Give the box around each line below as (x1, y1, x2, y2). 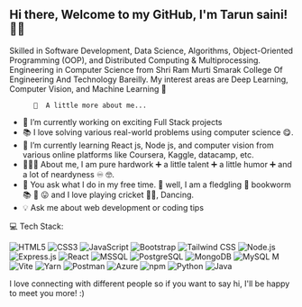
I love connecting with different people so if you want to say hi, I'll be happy (9, 278, 290, 289)
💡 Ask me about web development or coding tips (22, 202, 205, 212)
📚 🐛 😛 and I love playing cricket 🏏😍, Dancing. (22, 189, 195, 200)
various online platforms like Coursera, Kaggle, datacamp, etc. (22, 149, 254, 160)
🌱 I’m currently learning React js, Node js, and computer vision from (22, 140, 274, 150)
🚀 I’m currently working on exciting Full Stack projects (22, 116, 223, 127)
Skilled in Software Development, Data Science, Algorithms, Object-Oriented (9, 45, 294, 56)
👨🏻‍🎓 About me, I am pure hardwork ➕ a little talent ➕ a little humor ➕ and (22, 158, 293, 169)
